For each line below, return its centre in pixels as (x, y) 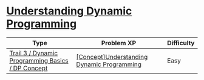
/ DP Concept (29, 68)
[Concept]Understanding (112, 57)
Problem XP (119, 43)
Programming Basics (39, 60)
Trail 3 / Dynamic (34, 53)
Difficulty (181, 43)
